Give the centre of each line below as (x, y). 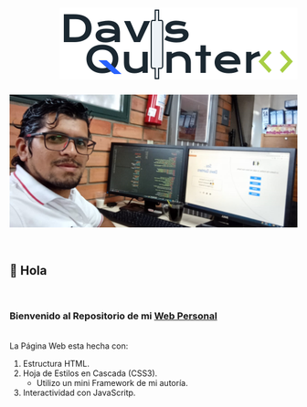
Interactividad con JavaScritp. (79, 392)
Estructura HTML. (56, 363)
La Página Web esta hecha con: (69, 346)
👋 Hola (28, 271)
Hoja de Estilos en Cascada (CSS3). (90, 373)
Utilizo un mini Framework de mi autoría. (112, 382)
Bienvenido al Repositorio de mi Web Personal (113, 316)
